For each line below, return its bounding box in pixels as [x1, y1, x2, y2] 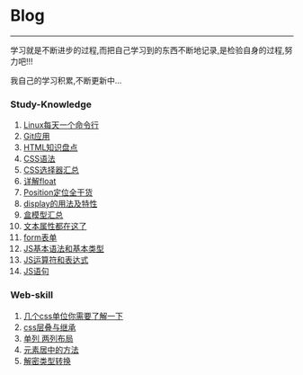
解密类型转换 [22, 355, 71, 366]
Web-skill [10, 289, 53, 301]
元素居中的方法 [22, 344, 79, 355]
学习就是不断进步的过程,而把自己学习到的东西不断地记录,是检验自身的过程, [10, 44, 286, 55]
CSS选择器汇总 [22, 165, 79, 175]
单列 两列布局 [22, 333, 74, 344]
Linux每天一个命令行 [22, 120, 100, 130]
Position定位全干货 [22, 187, 94, 198]
